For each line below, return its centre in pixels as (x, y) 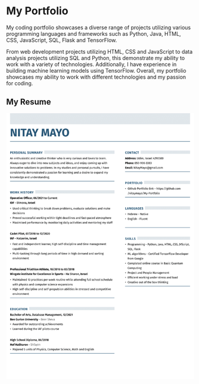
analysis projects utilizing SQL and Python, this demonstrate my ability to (96, 58)
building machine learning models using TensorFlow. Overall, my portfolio (96, 70)
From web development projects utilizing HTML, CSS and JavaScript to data (99, 51)
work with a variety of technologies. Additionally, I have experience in (91, 64)
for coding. (20, 83)
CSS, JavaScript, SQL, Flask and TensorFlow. (62, 40)
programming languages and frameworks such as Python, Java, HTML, (94, 33)
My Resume (29, 102)
